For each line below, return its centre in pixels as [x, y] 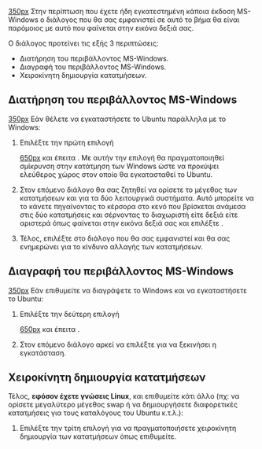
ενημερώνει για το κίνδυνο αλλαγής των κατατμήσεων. [111, 246]
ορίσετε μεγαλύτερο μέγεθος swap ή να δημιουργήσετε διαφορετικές [123, 405]
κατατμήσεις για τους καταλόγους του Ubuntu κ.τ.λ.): [96, 413]
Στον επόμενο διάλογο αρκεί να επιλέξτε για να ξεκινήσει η [118, 344]
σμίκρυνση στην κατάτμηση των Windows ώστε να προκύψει [119, 166]
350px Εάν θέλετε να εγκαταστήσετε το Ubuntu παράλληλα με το [117, 119]
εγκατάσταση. [43, 352]
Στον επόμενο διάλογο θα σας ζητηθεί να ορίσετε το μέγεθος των [128, 190]
